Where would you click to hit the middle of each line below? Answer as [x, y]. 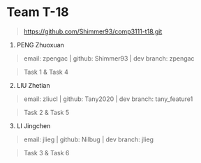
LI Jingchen [33, 125]
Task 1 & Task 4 [46, 72]
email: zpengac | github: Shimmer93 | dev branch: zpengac [109, 58]
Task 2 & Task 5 [46, 112]
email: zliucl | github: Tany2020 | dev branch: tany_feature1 [108, 99]
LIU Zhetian [33, 85]
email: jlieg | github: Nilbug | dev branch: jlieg [89, 139]
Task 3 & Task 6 [46, 153]
